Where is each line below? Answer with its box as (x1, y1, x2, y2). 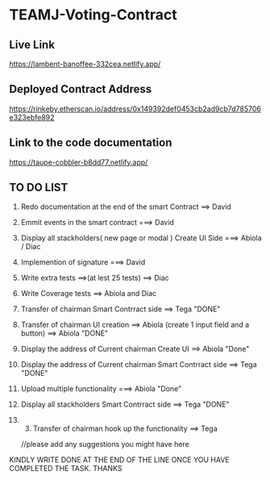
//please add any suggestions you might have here (20, 440, 190, 449)
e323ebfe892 (9, 112, 55, 122)
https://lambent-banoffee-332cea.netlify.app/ (9, 59, 161, 69)
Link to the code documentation (9, 136, 172, 150)
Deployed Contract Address (9, 82, 152, 96)
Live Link (9, 38, 56, 52)
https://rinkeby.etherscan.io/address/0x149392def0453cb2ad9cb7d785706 (9, 103, 261, 114)
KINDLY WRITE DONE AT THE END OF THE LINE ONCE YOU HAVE (9, 455, 230, 465)
